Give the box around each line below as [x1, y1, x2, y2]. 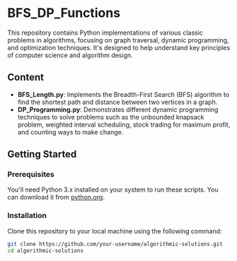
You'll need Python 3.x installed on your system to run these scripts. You [7, 185, 219, 194]
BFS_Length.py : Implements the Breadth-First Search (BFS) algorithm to [17, 90, 230, 98]
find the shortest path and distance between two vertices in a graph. [17, 98, 218, 106]
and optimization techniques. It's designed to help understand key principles [7, 43, 231, 52]
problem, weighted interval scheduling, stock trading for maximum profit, [17, 120, 231, 129]
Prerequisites [7, 170, 54, 180]
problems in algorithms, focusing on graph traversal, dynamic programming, [7, 35, 229, 44]
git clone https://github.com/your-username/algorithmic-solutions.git [7, 240, 223, 248]
